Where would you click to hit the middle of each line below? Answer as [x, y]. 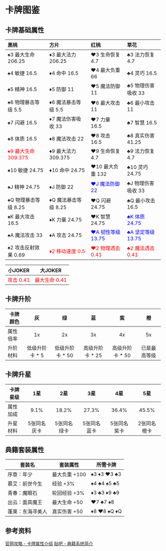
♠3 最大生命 [21, 55]
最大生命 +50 [67, 503]
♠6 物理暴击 [21, 102]
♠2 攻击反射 [21, 248]
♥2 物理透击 [105, 248]
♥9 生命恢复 [105, 151]
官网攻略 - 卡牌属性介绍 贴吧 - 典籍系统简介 [49, 544]
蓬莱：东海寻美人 [28, 511]
